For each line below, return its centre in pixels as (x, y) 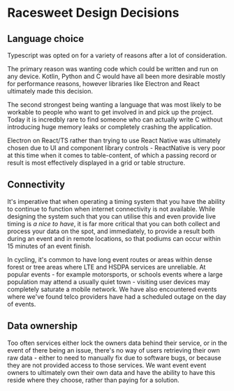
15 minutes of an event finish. (50, 246)
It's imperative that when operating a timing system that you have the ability (116, 201)
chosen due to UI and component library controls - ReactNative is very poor (116, 148)
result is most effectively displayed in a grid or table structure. (96, 163)
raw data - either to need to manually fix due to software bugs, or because (114, 357)
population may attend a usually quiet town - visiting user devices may (109, 281)
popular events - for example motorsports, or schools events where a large (115, 274)
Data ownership (43, 326)
